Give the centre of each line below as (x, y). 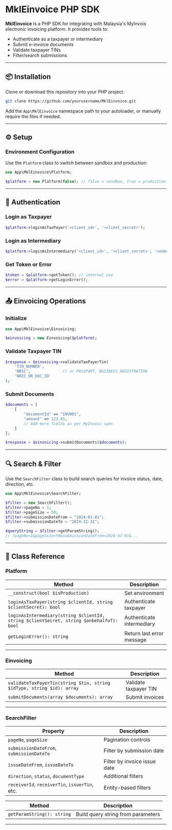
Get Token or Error (29, 264)
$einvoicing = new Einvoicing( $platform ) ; (51, 338)
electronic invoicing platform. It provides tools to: (57, 29)
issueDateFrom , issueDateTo (41, 765)
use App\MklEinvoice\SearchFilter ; (43, 494)
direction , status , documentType (46, 776)
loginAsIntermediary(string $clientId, (56, 615)
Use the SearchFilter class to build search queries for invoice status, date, (84, 479)
